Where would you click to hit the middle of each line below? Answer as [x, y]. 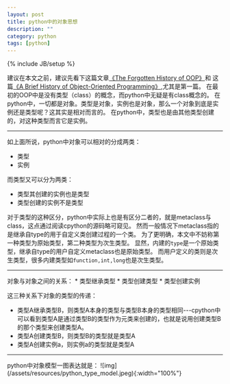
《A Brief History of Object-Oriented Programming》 [87, 86]
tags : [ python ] [29, 44]
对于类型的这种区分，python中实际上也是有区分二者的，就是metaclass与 [109, 217]
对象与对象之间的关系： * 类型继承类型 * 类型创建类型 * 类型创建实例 [104, 281]
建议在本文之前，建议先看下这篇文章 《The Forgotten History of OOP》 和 [109, 78]
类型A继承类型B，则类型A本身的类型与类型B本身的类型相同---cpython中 [119, 310]
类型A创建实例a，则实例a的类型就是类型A [76, 345]
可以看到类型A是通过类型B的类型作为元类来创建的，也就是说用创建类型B [119, 319]
